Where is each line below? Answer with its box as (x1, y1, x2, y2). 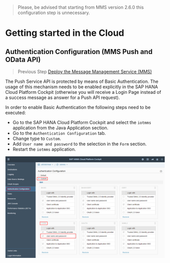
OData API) (5, 55, 41, 64)
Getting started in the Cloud (5, 27, 124, 39)
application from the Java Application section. (12, 125, 109, 131)
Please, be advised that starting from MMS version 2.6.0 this (17, 5, 144, 10)
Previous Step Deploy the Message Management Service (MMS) (17, 69, 152, 75)
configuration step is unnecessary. (17, 10, 90, 16)
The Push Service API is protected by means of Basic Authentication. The (5, 78, 158, 84)
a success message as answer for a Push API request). (5, 94, 120, 100)
